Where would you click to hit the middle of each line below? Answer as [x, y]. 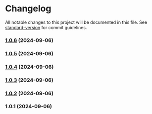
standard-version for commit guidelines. [46, 27]
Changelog [28, 9]
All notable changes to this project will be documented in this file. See [76, 22]
